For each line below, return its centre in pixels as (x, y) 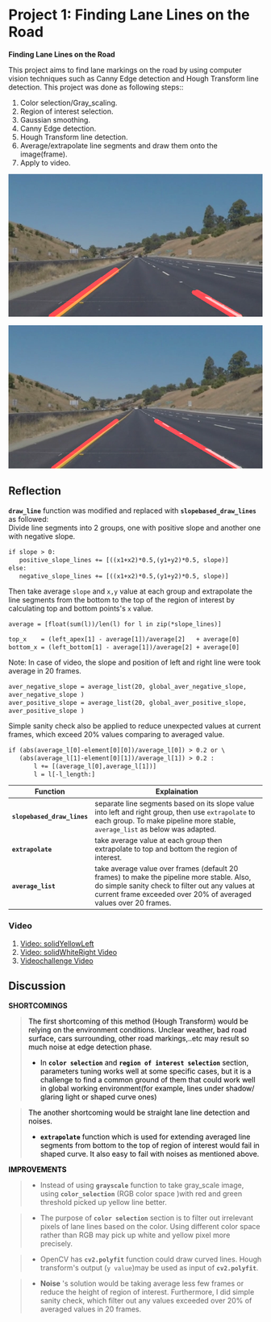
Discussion (37, 986)
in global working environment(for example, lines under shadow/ (147, 1088)
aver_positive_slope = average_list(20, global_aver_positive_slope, (128, 703)
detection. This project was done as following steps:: (96, 87)
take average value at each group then (158, 840)
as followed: (29, 519)
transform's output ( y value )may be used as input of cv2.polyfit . (149, 1267)
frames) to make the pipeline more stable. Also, (173, 877)
